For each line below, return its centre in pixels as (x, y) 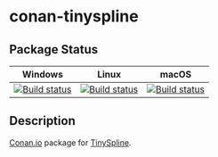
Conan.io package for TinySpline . (70, 142)
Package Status (54, 50)
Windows (43, 74)
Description (42, 121)
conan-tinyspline (74, 17)
